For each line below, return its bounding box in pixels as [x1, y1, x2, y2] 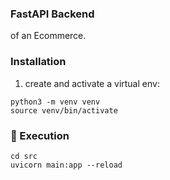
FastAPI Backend [10, 7, 95, 21]
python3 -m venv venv [10, 97, 101, 107]
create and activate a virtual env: [24, 77, 160, 89]
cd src [10, 151, 38, 161]
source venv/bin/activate [10, 105, 118, 116]
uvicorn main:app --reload [10, 160, 123, 170]
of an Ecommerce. [10, 30, 87, 42]
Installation [10, 55, 67, 69]
